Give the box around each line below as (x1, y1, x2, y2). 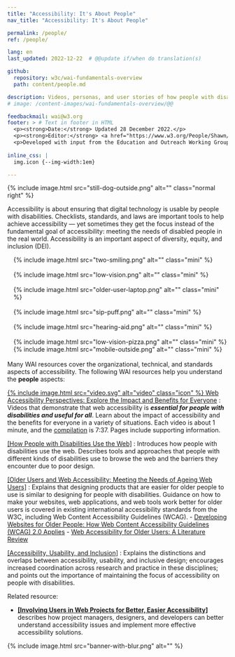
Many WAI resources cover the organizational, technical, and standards (7, 360, 213, 369)
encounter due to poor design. (7, 462, 95, 470)
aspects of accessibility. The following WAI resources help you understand (7, 368, 222, 376)
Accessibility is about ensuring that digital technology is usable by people (7, 205, 219, 213)
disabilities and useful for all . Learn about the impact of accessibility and (7, 411, 220, 420)
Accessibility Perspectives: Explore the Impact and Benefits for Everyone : (7, 396, 221, 404)
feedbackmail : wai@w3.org (7, 113, 83, 120)
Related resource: (7, 592, 58, 601)
